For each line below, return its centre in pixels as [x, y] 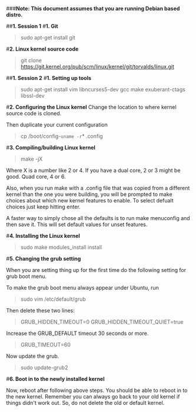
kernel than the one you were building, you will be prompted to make [89, 194]
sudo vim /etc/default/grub [53, 299]
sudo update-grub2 [44, 368]
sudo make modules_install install [61, 247]
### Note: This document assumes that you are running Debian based [93, 9]
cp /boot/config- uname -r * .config [62, 136]
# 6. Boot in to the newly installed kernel [55, 379]
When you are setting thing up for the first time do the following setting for [96, 270]
